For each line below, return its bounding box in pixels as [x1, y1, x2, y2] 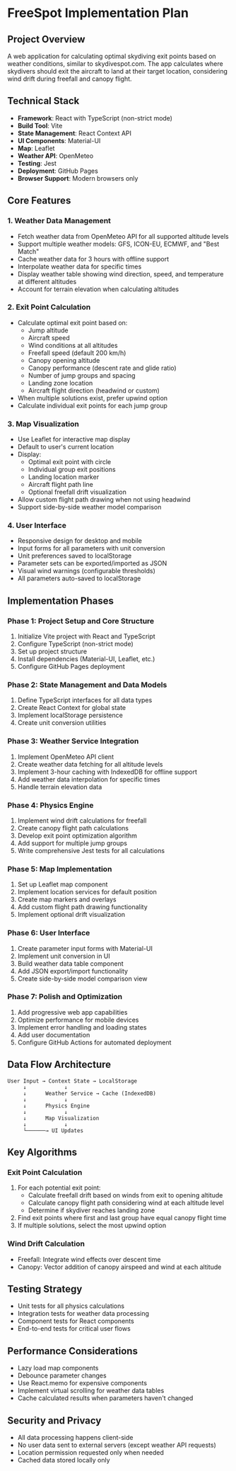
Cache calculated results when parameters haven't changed [17, 1394, 194, 1402]
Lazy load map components [17, 1364, 99, 1373]
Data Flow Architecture [7, 1059, 112, 1071]
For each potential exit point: [17, 1183, 101, 1192]
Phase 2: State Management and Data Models [7, 680, 167, 689]
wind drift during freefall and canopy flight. [7, 74, 132, 83]
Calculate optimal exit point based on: [17, 318, 128, 327]
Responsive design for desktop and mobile [17, 536, 143, 545]
